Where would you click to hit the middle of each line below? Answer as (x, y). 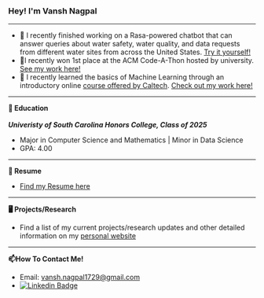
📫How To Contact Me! (46, 259)
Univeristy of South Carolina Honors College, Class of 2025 (108, 125)
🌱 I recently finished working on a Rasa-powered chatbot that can (126, 35)
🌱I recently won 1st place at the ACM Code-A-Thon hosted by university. (136, 61)
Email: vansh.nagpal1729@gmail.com (79, 278)
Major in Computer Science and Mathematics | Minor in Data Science (131, 140)
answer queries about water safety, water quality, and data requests (130, 44)
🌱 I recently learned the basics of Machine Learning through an (122, 77)
